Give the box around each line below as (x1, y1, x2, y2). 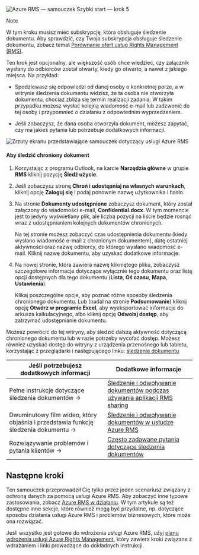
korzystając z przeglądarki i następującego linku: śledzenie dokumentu (6, 348, 179, 355)
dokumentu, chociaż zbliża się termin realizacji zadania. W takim (14, 96, 173, 103)
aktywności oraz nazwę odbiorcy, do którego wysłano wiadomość (14, 244, 176, 251)
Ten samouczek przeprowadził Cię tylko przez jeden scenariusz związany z (6, 486, 191, 493)
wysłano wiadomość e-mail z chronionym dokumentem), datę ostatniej (14, 237, 188, 244)
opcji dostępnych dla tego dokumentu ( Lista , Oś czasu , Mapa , (14, 274, 168, 281)
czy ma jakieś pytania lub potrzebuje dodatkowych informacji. (14, 127, 166, 133)
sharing (107, 401, 129, 409)
